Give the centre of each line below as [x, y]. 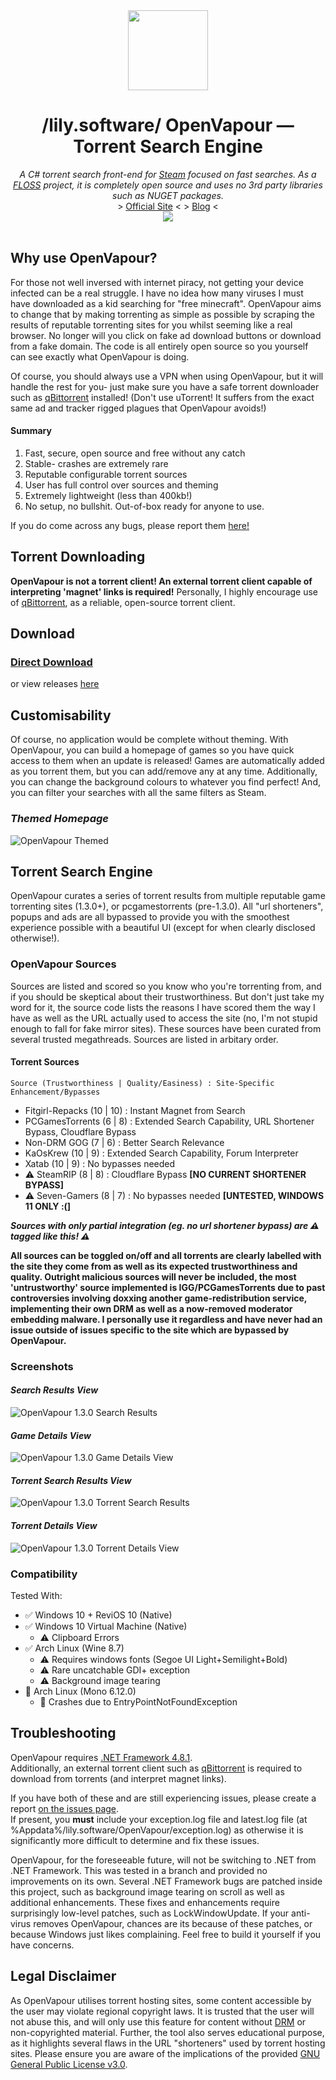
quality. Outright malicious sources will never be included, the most [153, 1276]
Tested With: [36, 1595]
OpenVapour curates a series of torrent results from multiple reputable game [168, 896]
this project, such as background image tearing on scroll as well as [147, 1891]
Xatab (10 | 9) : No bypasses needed [100, 1163]
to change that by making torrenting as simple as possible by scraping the [162, 314]
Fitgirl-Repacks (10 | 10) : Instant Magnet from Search [135, 1110]
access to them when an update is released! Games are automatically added [167, 761]
